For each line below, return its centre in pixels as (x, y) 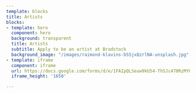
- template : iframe (30, 60)
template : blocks (27, 11)
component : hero (31, 33)
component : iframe (34, 65)
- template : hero (27, 28)
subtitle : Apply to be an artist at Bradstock (69, 49)
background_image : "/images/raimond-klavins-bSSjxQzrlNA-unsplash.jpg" (100, 55)
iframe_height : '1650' (39, 76)
